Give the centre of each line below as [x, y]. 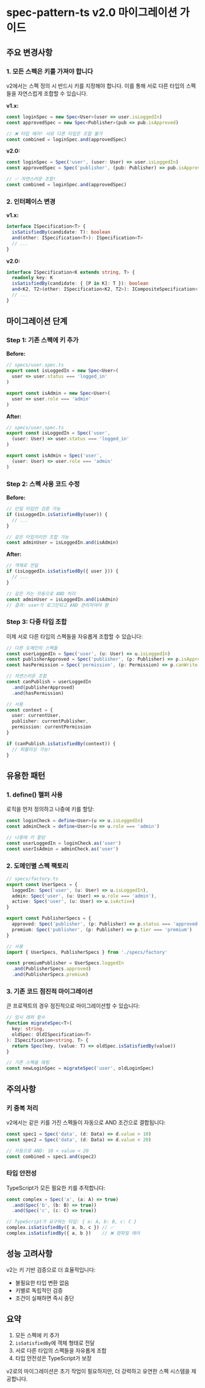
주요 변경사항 [30, 52]
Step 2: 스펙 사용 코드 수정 [43, 484]
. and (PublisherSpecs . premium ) [50, 975]
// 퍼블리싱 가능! [31, 749]
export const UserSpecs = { [42, 884]
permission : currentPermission [52, 727]
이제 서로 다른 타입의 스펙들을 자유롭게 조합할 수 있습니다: [75, 636]
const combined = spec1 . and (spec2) [52, 1157]
